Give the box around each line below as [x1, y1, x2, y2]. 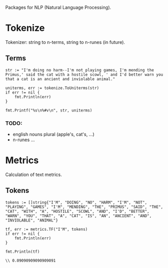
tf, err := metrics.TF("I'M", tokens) [5, 227, 88, 232]
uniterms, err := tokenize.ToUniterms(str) [5, 85, 100, 91]
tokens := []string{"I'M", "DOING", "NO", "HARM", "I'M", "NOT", [5, 199, 147, 205]
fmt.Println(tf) [5, 249, 40, 254]
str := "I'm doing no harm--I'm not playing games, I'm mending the [5, 68, 154, 73]
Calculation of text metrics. [5, 171, 62, 177]
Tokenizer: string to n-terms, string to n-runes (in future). [5, 39, 125, 45]
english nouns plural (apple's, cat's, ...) [12, 131, 94, 138]
